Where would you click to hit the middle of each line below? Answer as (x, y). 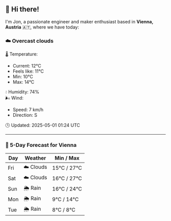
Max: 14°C (23, 82)
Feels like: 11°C (28, 71)
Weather (35, 158)
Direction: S (25, 115)
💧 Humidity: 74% (22, 92)
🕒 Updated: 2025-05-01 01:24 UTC (43, 125)
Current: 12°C (27, 66)
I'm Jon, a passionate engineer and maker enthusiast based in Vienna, (79, 21)
